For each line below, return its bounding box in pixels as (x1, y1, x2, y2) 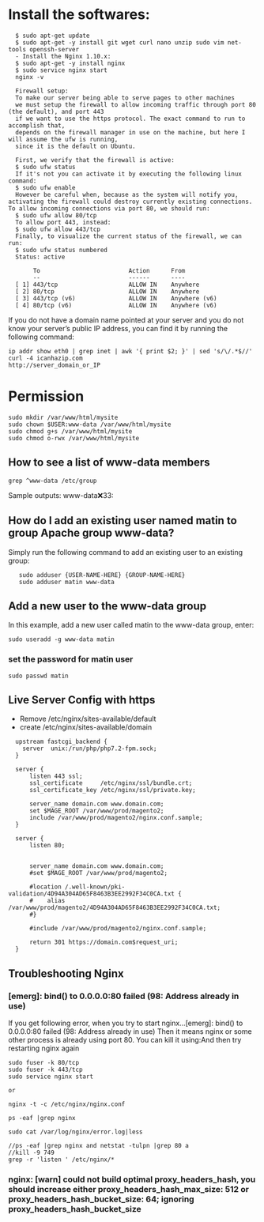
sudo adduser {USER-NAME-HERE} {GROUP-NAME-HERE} (18, 571, 186, 579)
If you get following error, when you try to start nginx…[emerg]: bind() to (8, 1018, 243, 1028)
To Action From (32, 266, 186, 274)
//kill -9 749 (8, 1148, 55, 1157)
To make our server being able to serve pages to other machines (15, 93, 236, 102)
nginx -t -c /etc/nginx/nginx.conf (8, 1100, 126, 1108)
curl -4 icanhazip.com (8, 354, 83, 362)
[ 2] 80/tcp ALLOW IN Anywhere (15, 287, 200, 296)
